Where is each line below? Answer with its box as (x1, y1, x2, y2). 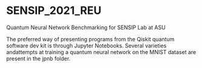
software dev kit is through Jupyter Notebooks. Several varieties (6, 42, 167, 49)
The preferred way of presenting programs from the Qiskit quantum (6, 35, 175, 42)
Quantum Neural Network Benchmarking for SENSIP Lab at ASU (6, 24, 166, 31)
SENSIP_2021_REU (6, 4, 102, 18)
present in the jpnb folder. (6, 55, 71, 62)
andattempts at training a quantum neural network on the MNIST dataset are (6, 48, 197, 55)
